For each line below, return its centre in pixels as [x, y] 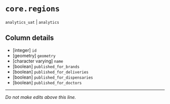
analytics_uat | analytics [32, 22]
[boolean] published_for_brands [46, 66]
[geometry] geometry [34, 55]
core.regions [32, 9]
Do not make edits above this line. [41, 97]
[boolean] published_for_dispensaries [53, 77]
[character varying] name [38, 61]
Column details [30, 38]
